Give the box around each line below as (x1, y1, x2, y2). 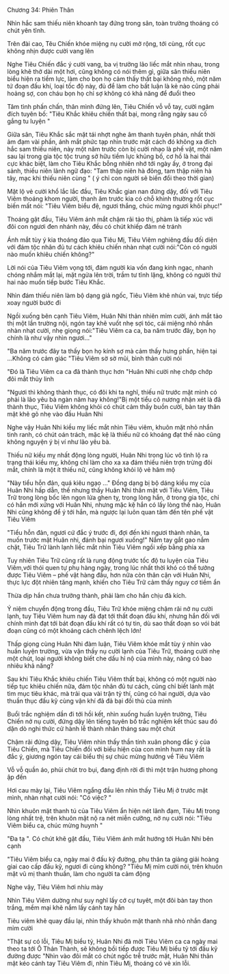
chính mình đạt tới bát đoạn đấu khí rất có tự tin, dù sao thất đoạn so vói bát (7, 619, 220, 627)
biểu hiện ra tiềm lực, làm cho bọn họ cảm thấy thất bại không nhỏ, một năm (7, 75, 221, 83)
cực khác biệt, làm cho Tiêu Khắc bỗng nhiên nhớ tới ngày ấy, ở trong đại (7, 160, 213, 167)
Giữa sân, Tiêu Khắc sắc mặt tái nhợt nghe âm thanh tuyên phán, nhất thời (7, 130, 215, 138)
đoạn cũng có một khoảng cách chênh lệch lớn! (7, 627, 142, 634)
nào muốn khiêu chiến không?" (7, 250, 95, 258)
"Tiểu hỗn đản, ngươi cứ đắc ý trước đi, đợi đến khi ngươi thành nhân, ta (7, 529, 210, 536)
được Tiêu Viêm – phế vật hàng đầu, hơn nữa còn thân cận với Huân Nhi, (7, 571, 211, 579)
